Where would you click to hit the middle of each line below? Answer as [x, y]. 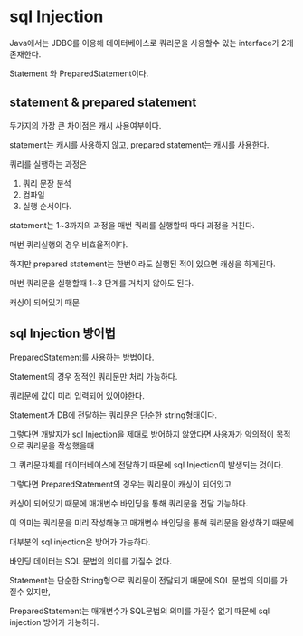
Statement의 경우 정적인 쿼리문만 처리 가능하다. [94, 376]
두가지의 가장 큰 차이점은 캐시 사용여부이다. [85, 125]
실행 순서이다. [47, 206]
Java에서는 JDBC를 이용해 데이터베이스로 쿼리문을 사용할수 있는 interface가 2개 [151, 43]
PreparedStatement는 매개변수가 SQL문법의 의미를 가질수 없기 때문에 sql [139, 611]
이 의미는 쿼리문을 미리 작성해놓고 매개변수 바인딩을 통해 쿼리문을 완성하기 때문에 [152, 522]
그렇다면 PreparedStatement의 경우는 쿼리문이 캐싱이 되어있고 [121, 484]
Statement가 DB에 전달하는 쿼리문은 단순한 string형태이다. [113, 415]
